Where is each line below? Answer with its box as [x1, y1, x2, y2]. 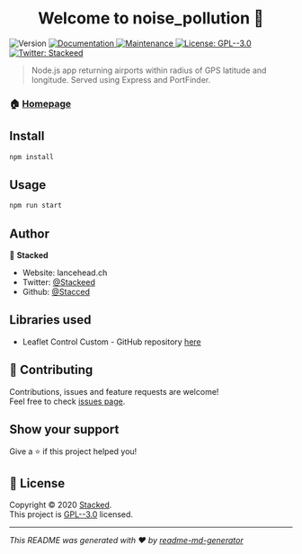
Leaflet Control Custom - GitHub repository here [22, 336, 201, 347]
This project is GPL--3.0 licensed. [9, 509, 133, 520]
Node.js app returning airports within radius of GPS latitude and [31, 65, 267, 76]
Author [9, 226, 49, 241]
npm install [9, 152, 54, 161]
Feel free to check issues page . [9, 396, 126, 407]
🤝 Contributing [9, 362, 93, 378]
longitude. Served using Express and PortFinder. [31, 74, 211, 85]
